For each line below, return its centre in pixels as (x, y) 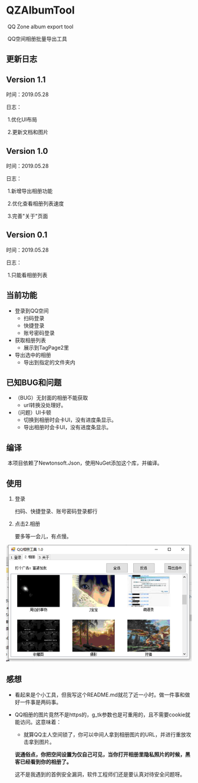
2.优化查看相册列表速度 (36, 203)
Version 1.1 (26, 79)
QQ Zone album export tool (40, 27)
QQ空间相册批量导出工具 (37, 38)
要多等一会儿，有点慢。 (43, 537)
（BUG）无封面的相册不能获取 (51, 398)
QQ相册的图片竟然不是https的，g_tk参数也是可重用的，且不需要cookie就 (102, 715)
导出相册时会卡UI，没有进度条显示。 (67, 427)
